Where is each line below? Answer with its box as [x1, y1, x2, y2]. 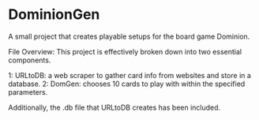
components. [8, 55, 51, 65]
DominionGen [8, 6, 100, 24]
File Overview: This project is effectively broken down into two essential [8, 47, 242, 56]
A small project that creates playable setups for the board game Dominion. [8, 32, 250, 41]
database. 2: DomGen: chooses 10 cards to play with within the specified [8, 79, 246, 88]
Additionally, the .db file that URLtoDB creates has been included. [8, 103, 221, 112]
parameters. [8, 87, 48, 96]
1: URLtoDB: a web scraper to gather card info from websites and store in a [8, 70, 251, 80]
